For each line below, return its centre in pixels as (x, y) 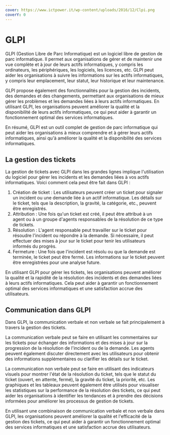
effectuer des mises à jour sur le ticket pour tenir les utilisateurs (79, 241)
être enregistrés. (30, 209)
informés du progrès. (34, 246)
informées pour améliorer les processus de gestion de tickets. (70, 401)
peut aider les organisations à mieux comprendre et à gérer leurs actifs (79, 133)
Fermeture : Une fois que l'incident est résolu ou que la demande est (84, 252)
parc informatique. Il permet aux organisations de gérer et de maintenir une (83, 59)
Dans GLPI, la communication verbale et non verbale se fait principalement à (85, 322)
